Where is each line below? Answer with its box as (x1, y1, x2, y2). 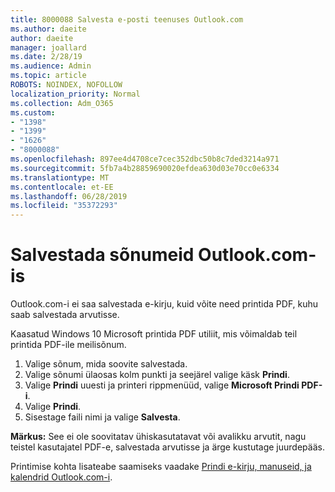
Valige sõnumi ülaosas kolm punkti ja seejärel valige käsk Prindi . (24, 369, 290, 381)
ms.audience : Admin (10, 61, 92, 71)
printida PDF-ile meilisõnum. (10, 339, 127, 351)
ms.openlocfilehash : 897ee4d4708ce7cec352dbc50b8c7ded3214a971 (10, 154, 280, 164)
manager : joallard (10, 42, 87, 53)
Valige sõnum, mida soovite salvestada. (24, 358, 188, 370)
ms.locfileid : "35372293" (10, 201, 118, 211)
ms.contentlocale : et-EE (10, 182, 114, 192)
